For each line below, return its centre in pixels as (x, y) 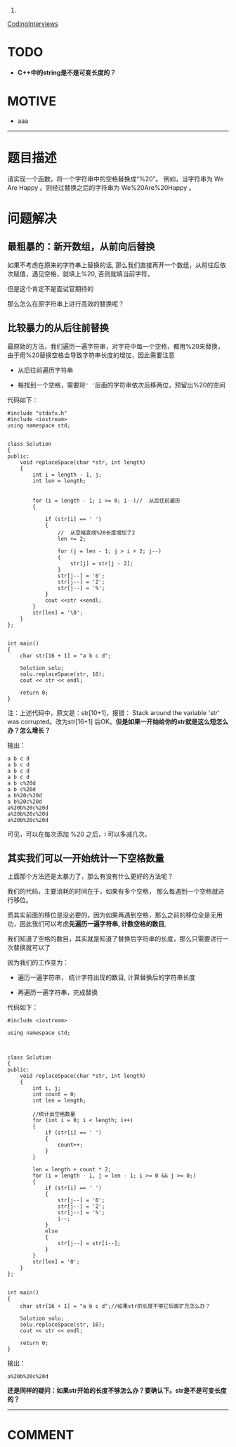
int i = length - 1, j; (67, 475)
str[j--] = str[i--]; (89, 1244)
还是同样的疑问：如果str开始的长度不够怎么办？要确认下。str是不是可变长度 (117, 1391)
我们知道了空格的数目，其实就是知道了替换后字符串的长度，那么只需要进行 (115, 939)
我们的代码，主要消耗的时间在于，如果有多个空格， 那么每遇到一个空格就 (113, 892)
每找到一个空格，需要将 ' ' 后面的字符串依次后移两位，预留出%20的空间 (122, 385)
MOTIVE (32, 102)
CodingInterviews (33, 24)
